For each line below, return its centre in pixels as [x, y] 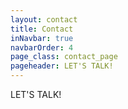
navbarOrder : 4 [42, 47]
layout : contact [44, 19]
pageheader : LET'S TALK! [62, 66]
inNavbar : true [42, 38]
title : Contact [42, 29]
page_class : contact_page [64, 57]
